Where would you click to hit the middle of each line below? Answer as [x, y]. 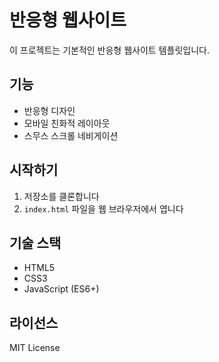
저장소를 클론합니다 [61, 196]
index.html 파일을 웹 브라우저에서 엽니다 [103, 208]
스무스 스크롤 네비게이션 [71, 135]
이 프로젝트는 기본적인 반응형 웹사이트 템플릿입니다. [109, 50]
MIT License [35, 348]
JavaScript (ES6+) [61, 289]
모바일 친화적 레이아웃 [67, 123]
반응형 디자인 [49, 110]
